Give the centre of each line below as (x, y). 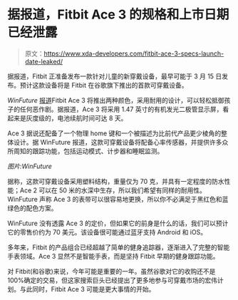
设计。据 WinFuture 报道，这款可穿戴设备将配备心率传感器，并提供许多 (118, 142)
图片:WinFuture (30, 166)
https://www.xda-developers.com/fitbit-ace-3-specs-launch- (134, 53)
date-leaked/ (43, 61)
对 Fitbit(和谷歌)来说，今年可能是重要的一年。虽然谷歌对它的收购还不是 (112, 271)
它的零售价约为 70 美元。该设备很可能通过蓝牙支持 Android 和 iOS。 (107, 232)
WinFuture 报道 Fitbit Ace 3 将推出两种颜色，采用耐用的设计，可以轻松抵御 (116, 100)
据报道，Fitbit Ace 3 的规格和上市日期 (118, 15)
